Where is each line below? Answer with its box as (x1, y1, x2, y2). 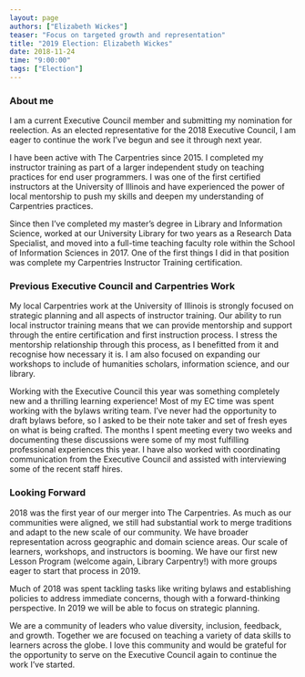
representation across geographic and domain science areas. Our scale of (9, 536, 289, 547)
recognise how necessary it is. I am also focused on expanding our (9, 349, 261, 360)
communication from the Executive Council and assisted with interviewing (9, 453, 287, 465)
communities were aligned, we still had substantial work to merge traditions (9, 516, 292, 527)
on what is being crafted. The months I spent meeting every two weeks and (9, 425, 293, 436)
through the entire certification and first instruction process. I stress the (9, 329, 278, 340)
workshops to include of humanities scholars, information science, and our (9, 359, 290, 370)
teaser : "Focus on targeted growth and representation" (9, 30, 226, 39)
